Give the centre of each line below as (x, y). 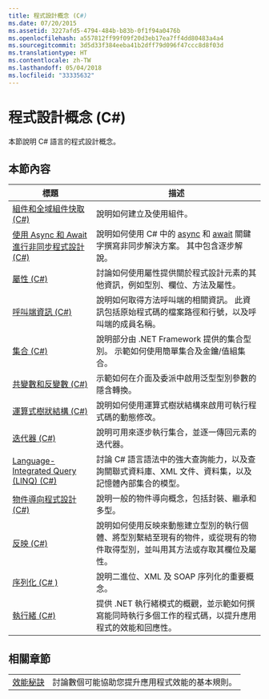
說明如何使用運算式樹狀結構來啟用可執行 (172, 406)
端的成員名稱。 (132, 324)
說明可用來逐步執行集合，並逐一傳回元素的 (176, 432)
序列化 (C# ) (35, 583)
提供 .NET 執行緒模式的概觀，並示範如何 (171, 604)
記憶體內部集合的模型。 (140, 483)
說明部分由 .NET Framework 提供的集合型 (174, 339)
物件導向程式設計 (45, 499)
